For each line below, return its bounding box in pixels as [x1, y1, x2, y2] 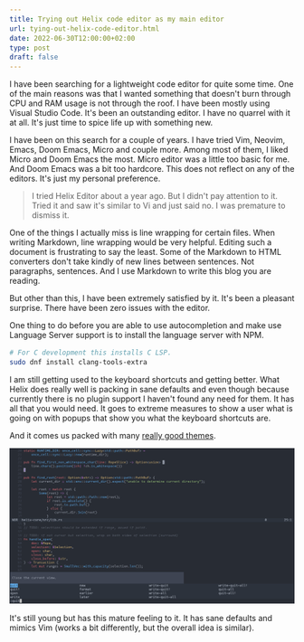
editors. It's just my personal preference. [9, 173, 161, 184]
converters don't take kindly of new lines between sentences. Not [9, 256, 255, 267]
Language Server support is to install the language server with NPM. [9, 330, 264, 341]
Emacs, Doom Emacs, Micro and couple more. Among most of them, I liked [9, 145, 289, 156]
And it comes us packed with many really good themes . [9, 430, 216, 440]
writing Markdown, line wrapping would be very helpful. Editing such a [9, 237, 272, 248]
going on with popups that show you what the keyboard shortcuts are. [9, 412, 271, 423]
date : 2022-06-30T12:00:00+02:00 [9, 33, 136, 42]
